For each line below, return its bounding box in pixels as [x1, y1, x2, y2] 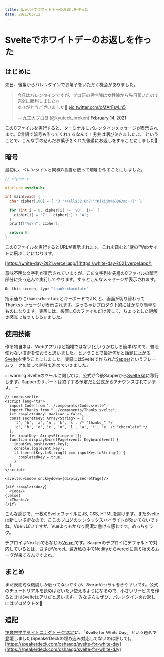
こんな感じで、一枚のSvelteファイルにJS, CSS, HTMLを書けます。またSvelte [5, 511, 160, 517]
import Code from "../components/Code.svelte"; [9, 403, 109, 408]
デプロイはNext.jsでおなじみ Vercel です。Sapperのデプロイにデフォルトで [5, 539, 153, 545]
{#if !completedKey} [5, 485, 47, 489]
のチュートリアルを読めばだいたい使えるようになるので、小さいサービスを [5, 587, 155, 593]
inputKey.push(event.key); [14, 441, 69, 446]
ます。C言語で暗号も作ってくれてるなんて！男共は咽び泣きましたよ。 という [5, 131, 159, 137]
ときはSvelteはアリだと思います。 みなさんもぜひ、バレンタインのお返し [9, 594, 156, 600]
